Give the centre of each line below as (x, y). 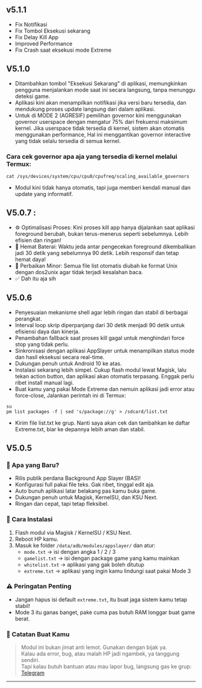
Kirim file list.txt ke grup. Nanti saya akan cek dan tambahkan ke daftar (103, 423)
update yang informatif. (44, 194)
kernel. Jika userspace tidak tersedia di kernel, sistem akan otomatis (99, 128)
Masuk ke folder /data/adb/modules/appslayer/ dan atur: (85, 545)
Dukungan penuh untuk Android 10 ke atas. (68, 363)
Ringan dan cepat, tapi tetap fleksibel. (62, 504)
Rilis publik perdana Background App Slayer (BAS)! (78, 478)
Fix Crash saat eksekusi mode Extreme (63, 50)
